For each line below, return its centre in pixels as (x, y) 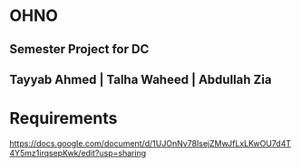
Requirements (63, 119)
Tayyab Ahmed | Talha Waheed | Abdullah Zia (141, 79)
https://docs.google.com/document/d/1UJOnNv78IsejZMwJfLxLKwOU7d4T (150, 143)
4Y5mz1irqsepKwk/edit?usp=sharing (78, 153)
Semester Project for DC (79, 49)
